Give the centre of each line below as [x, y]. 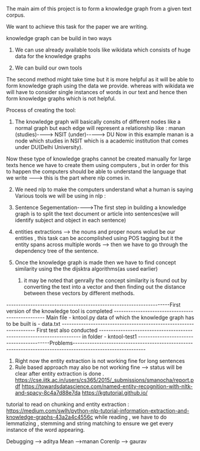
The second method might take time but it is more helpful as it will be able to [100, 79]
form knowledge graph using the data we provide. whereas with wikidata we [100, 86]
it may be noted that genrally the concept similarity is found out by [105, 280]
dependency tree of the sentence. [57, 251]
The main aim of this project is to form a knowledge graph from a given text [99, 9]
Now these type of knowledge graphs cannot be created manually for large [99, 159]
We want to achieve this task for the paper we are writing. [77, 27]
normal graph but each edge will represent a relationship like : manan [100, 128]
